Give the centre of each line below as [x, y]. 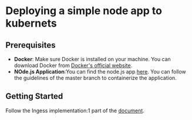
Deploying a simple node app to [84, 11]
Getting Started [34, 96]
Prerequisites [31, 45]
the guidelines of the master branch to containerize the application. [95, 78]
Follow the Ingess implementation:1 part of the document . [75, 111]
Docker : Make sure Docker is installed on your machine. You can [92, 59]
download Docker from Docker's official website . [73, 65]
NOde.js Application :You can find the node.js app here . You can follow [100, 71]
